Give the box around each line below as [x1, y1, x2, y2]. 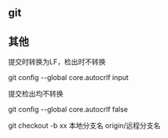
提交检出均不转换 [8, 89, 64, 99]
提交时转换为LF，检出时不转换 [8, 57, 106, 67]
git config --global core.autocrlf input [8, 73, 130, 82]
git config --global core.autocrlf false [8, 105, 128, 114]
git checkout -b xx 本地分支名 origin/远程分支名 [8, 121, 161, 130]
